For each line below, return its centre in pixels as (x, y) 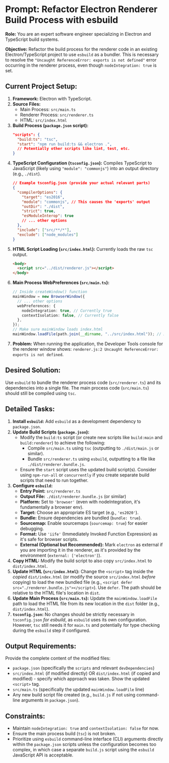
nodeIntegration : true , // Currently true (67, 311)
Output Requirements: (41, 646)
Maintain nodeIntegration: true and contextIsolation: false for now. (86, 728)
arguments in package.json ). (50, 700)
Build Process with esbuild (62, 20)
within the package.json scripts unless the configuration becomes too (84, 744)
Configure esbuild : (32, 485)
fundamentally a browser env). (52, 507)
